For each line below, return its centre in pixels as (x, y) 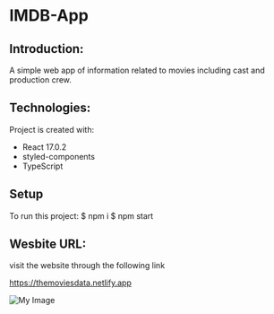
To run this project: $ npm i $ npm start (81, 215)
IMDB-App (49, 16)
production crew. (40, 80)
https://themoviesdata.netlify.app (70, 283)
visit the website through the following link (87, 266)
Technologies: (50, 108)
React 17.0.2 (44, 147)
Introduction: (47, 49)
